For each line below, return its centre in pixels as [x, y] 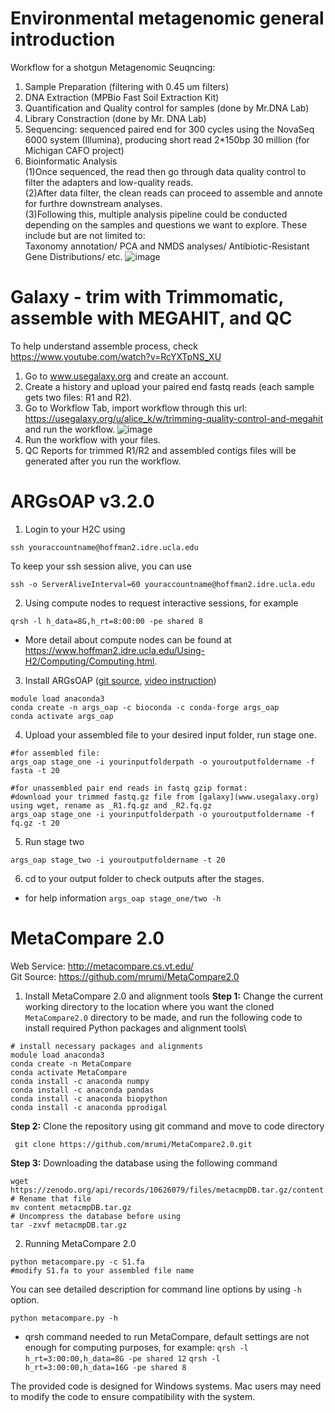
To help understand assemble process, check [104, 346]
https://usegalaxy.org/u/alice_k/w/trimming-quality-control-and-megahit [174, 418]
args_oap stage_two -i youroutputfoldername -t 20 [118, 860]
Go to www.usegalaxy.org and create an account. [127, 376]
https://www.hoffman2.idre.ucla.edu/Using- [114, 650]
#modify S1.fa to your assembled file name [102, 1270]
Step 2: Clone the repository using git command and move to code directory [167, 1126]
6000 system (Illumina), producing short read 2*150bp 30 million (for [167, 139]
